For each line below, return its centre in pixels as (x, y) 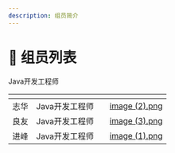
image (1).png (136, 135)
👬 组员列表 (43, 57)
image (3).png (136, 120)
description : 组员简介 (43, 16)
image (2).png (136, 106)
